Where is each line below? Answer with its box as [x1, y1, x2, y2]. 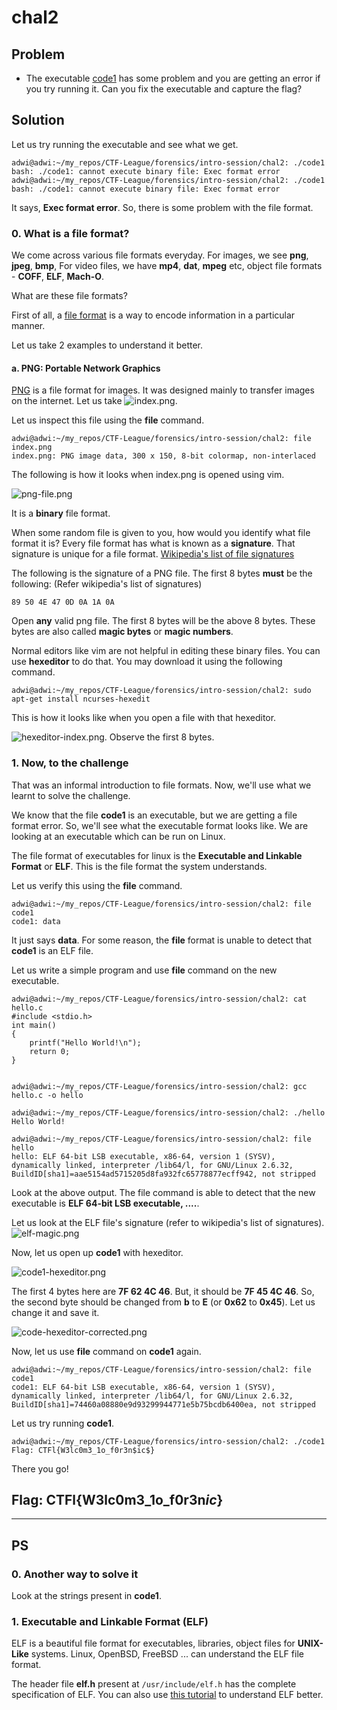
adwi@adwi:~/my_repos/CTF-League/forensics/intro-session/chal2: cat [11, 994, 308, 1004]
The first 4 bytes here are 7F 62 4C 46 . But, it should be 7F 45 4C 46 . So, [11, 1285, 315, 1297]
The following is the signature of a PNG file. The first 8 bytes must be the [11, 567, 313, 580]
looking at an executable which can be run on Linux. [11, 830, 226, 842]
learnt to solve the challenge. [11, 789, 131, 801]
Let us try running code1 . [11, 1417, 114, 1429]
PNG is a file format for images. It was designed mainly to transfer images [11, 384, 315, 396]
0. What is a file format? [11, 226, 130, 240]
